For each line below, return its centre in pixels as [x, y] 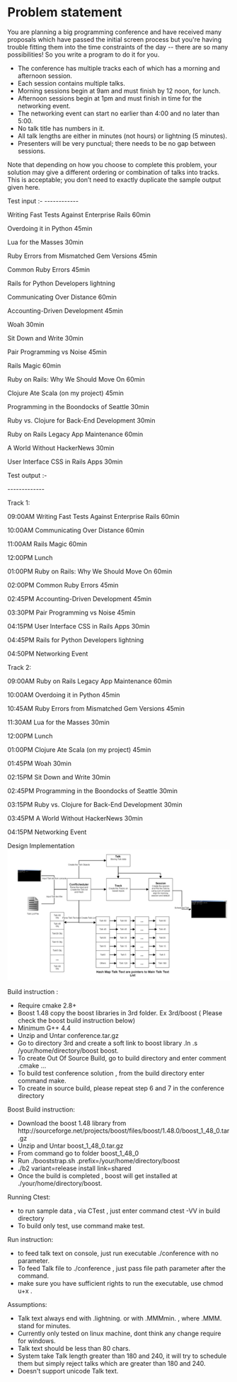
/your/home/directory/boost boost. [68, 1051]
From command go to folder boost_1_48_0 [78, 1153]
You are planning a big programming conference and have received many [114, 32]
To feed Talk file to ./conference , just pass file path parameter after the [122, 1269]
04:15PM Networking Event [47, 832]
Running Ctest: [29, 1197]
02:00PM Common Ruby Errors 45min [63, 585]
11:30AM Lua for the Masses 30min [58, 722]
